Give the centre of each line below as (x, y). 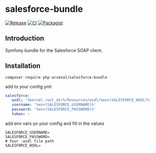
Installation (23, 66)
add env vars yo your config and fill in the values (55, 123)
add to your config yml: (29, 86)
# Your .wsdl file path (30, 141)
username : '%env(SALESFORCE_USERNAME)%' (54, 105)
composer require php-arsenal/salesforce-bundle (56, 77)
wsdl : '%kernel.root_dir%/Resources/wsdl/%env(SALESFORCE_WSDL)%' (82, 100)
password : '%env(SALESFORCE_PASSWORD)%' (54, 109)
